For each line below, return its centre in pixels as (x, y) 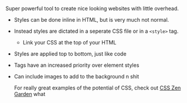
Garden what (30, 94)
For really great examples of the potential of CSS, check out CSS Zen (97, 88)
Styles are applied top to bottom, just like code (70, 54)
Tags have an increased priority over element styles (76, 65)
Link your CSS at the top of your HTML (69, 42)
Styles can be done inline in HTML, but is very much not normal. (91, 20)
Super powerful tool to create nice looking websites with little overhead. (92, 8)
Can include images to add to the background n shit (76, 76)
